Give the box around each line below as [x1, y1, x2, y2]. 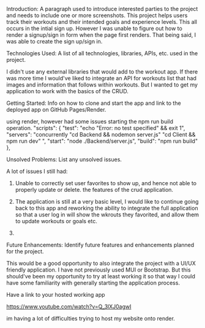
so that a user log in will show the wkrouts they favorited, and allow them [15, 211, 199, 218]
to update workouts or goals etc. [15, 218, 98, 224]
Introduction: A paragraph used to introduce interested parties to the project [6, 6, 198, 12]
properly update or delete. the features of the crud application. [15, 186, 173, 193]
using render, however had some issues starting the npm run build [6, 118, 173, 125]
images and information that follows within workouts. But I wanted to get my [6, 81, 198, 88]
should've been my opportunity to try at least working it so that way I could [6, 273, 196, 280]
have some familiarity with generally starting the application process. [6, 279, 181, 286]
